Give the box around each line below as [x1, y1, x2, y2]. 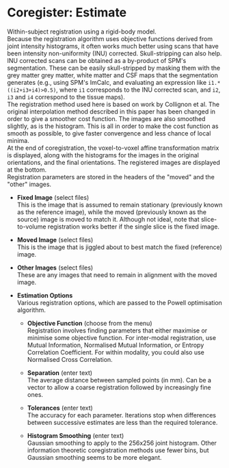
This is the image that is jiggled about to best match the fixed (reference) [16, 243, 222, 251]
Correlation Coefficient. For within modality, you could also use [27, 348, 205, 356]
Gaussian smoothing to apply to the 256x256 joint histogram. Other [27, 439, 217, 447]
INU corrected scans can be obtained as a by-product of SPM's [7, 56, 187, 64]
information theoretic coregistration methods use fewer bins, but [27, 446, 210, 454]
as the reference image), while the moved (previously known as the [16, 207, 207, 216]
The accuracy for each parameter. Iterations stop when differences [27, 411, 217, 419]
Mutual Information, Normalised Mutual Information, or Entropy [27, 341, 204, 349]
